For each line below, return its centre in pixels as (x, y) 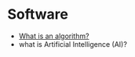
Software (38, 14)
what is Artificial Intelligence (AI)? (73, 44)
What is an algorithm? (54, 36)
